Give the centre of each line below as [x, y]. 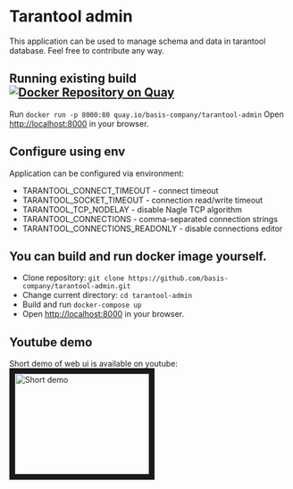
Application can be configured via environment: [97, 173]
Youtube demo [51, 342]
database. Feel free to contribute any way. [87, 50]
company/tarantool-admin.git [76, 286]
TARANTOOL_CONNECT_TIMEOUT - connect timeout [120, 190]
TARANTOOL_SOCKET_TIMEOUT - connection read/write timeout [142, 200]
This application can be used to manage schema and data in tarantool [138, 41]
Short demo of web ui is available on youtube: [94, 364]
